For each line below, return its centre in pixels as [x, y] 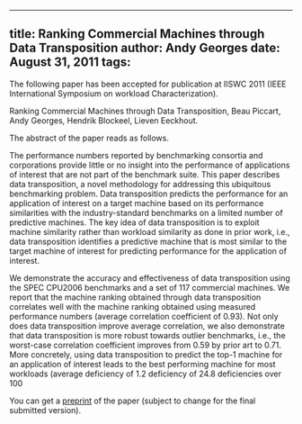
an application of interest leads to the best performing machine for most [142, 364]
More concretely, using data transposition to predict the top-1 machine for [146, 354]
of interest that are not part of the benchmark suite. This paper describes [145, 174]
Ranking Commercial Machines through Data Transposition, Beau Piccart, [145, 111]
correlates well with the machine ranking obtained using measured [133, 306]
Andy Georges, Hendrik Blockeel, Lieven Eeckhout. [104, 120]
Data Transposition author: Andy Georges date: [145, 48]
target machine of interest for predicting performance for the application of [148, 251]
